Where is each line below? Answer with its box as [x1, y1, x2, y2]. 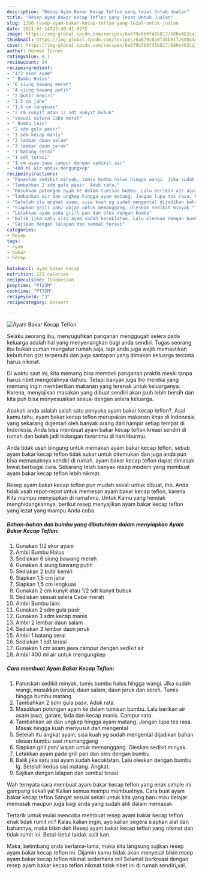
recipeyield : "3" [7, 293, 50, 299]
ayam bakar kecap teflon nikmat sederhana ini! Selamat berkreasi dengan [7, 855, 189, 863]
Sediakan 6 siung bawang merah [15, 555, 97, 562]
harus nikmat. [7, 358, 41, 366]
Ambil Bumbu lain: [15, 600, 61, 607]
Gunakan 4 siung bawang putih [15, 562, 94, 569]
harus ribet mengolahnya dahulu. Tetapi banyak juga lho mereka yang [7, 376, 179, 384]
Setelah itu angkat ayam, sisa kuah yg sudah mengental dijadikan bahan [15, 731, 194, 738]
